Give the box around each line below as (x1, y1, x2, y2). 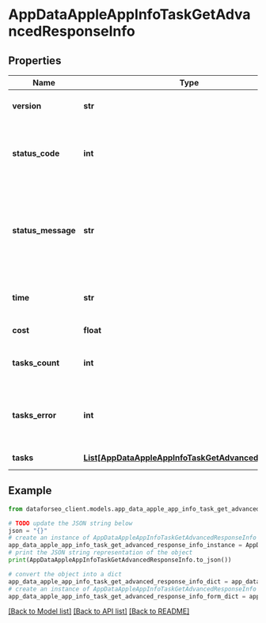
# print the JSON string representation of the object (8, 549, 193, 557)
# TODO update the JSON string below (8, 519, 133, 527)
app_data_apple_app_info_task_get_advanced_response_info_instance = (8, 542, 243, 549)
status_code (12, 148, 60, 159)
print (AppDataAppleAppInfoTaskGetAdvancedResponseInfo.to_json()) (8, 556, 232, 564)
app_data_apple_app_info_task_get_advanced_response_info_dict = (8, 577, 228, 586)
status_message (12, 225, 77, 236)
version (12, 100, 42, 111)
